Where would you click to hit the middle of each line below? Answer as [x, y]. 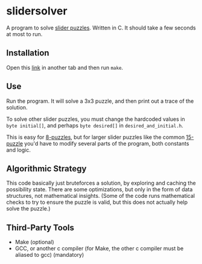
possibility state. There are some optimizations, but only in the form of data [99, 189]
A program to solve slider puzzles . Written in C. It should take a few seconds [101, 28]
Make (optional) [34, 242]
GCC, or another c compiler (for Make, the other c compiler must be [99, 248]
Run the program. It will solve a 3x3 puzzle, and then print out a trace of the [100, 101]
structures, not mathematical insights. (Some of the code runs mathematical [100, 196]
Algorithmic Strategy [46, 169]
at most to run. [24, 34]
